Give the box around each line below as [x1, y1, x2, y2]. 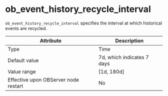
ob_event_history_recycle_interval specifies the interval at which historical [5, 20, 162, 26]
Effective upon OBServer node [7, 76, 79, 83]
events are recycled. [5, 25, 47, 31]
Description [115, 37, 144, 44]
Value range [7, 68, 36, 75]
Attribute [39, 37, 61, 44]
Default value [7, 56, 39, 63]
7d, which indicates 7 [98, 53, 149, 60]
